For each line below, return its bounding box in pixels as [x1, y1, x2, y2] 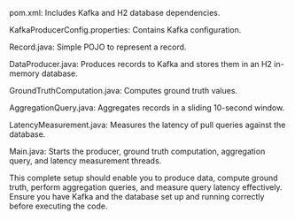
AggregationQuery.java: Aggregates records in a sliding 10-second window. [9, 102, 285, 113]
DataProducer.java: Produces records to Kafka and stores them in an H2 [9, 59, 273, 69]
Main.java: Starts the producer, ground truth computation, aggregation [9, 146, 266, 156]
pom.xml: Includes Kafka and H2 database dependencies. [9, 8, 221, 18]
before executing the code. [9, 201, 108, 211]
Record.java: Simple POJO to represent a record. [9, 42, 187, 52]
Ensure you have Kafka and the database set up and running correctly [9, 192, 265, 201]
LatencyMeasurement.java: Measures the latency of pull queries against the [9, 119, 286, 130]
